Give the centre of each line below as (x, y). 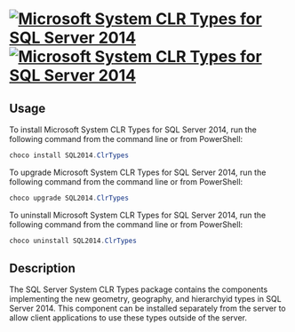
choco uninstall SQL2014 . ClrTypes (73, 241)
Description (42, 269)
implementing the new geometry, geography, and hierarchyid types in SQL (145, 299)
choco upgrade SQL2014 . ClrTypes (69, 198)
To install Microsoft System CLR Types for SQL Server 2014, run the (133, 130)
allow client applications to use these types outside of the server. (128, 318)
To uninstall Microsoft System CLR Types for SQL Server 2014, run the (138, 215)
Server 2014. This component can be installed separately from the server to (147, 308)
